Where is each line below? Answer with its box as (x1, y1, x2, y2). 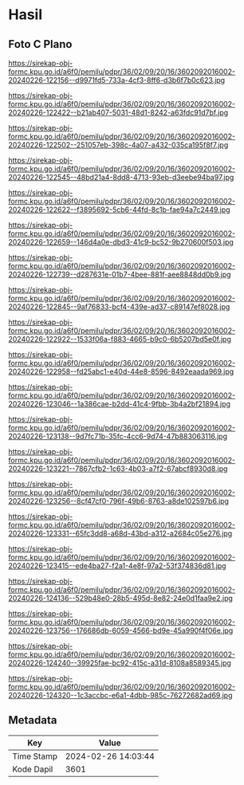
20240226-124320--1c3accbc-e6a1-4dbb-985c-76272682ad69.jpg (8, 691, 233, 700)
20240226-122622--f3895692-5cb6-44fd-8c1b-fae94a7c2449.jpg (8, 205, 230, 214)
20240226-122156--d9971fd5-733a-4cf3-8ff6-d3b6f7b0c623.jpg (8, 76, 226, 84)
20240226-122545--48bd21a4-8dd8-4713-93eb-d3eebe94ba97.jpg (8, 173, 234, 182)
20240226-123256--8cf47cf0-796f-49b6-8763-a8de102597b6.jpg (8, 497, 230, 505)
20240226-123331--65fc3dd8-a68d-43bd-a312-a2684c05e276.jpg (8, 528, 233, 538)
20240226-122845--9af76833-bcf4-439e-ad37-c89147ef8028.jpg (8, 302, 230, 312)
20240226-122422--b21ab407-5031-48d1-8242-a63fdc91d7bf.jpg (8, 108, 229, 117)
